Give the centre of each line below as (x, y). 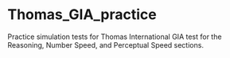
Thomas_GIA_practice (82, 15)
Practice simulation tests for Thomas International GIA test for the (115, 37)
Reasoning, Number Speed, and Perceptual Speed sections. (106, 44)
